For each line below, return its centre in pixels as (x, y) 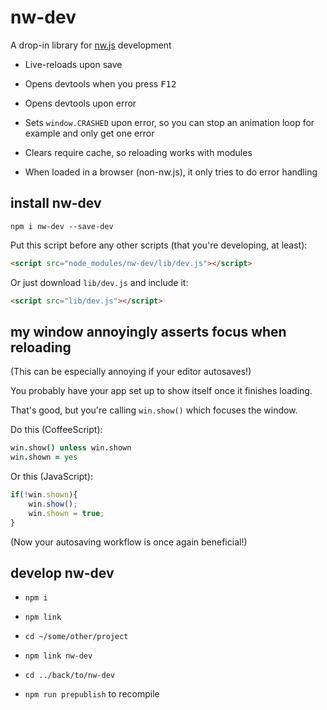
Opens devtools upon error (80, 103)
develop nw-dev (62, 572)
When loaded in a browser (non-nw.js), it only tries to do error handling (171, 172)
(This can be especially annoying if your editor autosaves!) (131, 372)
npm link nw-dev (58, 656)
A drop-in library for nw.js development (91, 45)
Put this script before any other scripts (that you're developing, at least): (159, 245)
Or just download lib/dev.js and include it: (99, 282)
